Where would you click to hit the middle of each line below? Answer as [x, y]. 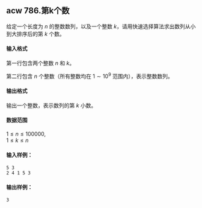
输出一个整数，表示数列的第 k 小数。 [51, 105]
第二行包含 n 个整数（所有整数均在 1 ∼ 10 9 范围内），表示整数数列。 [90, 76]
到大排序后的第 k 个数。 [35, 34]
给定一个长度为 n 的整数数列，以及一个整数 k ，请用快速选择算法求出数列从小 [101, 26]
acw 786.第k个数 [38, 11]
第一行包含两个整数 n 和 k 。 [41, 63]
